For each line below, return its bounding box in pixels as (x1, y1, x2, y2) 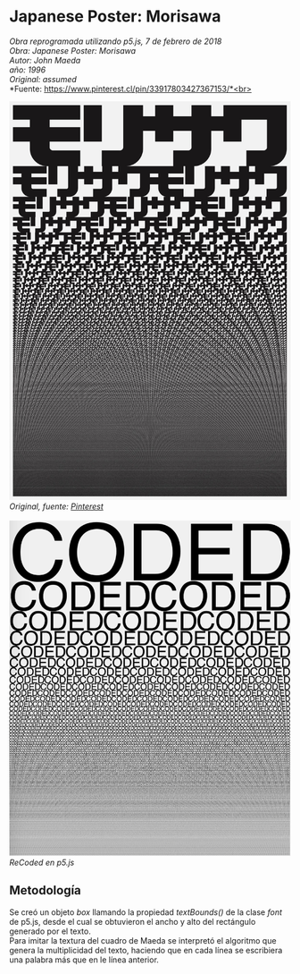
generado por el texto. (9, 926, 91, 936)
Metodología (9, 883, 82, 898)
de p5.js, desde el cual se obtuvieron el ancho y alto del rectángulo (9, 916, 256, 927)
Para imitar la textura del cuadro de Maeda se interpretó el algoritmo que (9, 935, 277, 945)
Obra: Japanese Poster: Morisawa (9, 45, 137, 55)
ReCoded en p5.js (9, 857, 75, 868)
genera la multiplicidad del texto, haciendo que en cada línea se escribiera (9, 944, 283, 955)
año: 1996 (9, 64, 46, 75)
